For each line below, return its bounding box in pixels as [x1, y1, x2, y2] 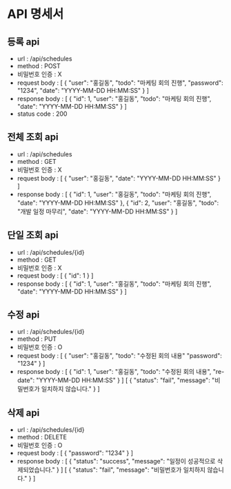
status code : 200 [17, 110, 68, 118]
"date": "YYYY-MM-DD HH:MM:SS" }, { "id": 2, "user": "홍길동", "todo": [17, 198, 219, 207]
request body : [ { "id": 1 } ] [17, 271, 94, 280]
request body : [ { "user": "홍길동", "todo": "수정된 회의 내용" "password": [17, 352, 223, 360]
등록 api [7, 36, 40, 48]
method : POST [17, 62, 61, 70]
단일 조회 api [7, 229, 59, 241]
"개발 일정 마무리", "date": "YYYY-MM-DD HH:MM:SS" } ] [17, 207, 178, 216]
